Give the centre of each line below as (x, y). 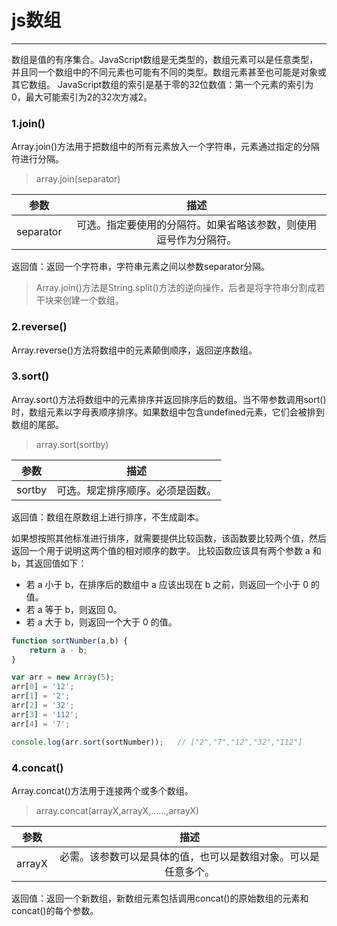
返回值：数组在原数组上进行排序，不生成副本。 (107, 517)
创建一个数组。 (93, 300)
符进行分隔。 (37, 159)
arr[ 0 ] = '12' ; (43, 687)
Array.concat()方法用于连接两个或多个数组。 (102, 790)
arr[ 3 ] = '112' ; (45, 714)
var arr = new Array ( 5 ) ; (63, 677)
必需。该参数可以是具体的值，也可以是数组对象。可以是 (189, 856)
